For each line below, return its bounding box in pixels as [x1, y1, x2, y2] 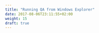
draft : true [5, 20, 29, 26]
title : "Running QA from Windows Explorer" [5, 7, 95, 12]
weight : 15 [5, 16, 27, 21]
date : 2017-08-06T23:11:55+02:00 [5, 12, 73, 16]
